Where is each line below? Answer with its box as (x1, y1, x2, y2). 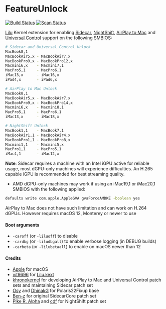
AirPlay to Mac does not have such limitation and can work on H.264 (5, 205, 147, 211)
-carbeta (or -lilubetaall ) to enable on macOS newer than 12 (12, 244, 141, 250)
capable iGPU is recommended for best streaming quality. (5, 171, 125, 177)
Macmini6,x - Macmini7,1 (5, 63, 64, 68)
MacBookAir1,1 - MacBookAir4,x (5, 133, 71, 138)
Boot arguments (5, 222, 40, 228)
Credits (5, 255, 21, 261)
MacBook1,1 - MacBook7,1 (5, 128, 64, 133)
